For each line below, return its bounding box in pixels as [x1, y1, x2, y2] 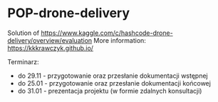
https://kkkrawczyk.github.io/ [7, 44, 94, 52]
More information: [93, 36, 146, 44]
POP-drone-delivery [7, 5, 130, 21]
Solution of [7, 29, 40, 37]
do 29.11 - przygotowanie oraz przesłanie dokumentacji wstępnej [17, 71, 208, 80]
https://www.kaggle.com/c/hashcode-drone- [41, 29, 173, 37]
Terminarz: [7, 57, 39, 66]
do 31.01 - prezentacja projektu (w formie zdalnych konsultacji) [17, 86, 202, 95]
